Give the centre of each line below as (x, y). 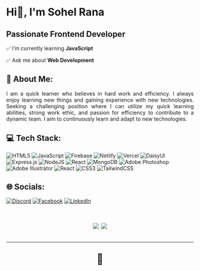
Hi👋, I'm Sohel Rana (55, 12)
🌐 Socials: (26, 187)
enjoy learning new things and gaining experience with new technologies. (100, 100)
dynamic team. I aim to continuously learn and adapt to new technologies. (97, 119)
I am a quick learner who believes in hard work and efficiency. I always (100, 93)
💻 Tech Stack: (34, 138)
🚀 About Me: (30, 79)
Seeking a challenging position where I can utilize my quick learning (100, 106)
